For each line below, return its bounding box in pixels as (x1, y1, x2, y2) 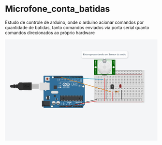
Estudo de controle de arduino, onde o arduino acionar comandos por (5, 19, 144, 25)
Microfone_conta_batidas (5, 3, 110, 15)
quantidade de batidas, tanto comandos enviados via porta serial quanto (5, 24, 149, 30)
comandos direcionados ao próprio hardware (5, 30, 95, 35)
